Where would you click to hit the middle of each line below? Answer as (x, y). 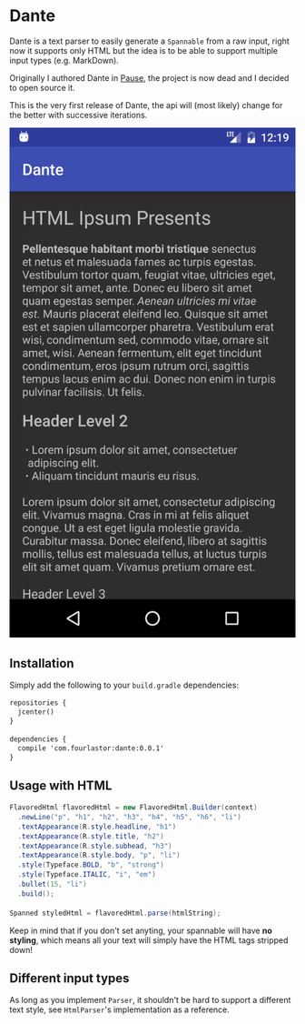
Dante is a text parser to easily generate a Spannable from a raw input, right (150, 41)
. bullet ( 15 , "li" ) (53, 884)
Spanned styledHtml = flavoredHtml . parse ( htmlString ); (115, 913)
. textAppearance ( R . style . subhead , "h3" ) (95, 846)
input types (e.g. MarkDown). (64, 60)
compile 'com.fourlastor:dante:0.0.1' (91, 748)
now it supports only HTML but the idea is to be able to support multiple (144, 50)
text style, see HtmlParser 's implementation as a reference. (119, 1009)
